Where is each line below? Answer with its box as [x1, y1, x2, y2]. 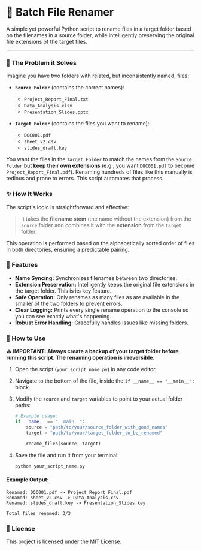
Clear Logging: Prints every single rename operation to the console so [14, 306, 189, 314]
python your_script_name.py [14, 463, 85, 469]
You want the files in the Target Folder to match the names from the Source [6, 156, 193, 163]
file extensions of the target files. [6, 38, 88, 45]
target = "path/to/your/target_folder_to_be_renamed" [26, 430, 163, 436]
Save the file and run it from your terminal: [14, 451, 120, 459]
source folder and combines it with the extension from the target [20, 221, 182, 228]
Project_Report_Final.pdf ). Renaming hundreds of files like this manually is [6, 168, 193, 176]
